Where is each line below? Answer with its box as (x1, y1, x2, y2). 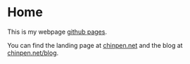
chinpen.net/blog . (7, 49, 59, 57)
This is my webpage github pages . (7, 27, 108, 36)
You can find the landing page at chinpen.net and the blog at (7, 41, 183, 49)
